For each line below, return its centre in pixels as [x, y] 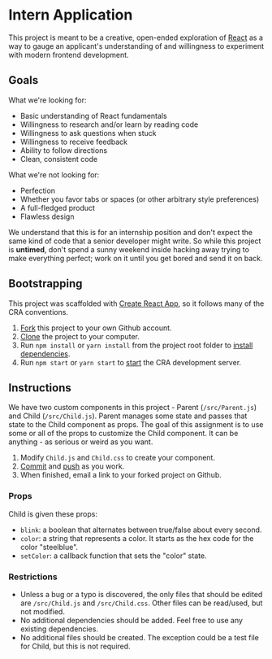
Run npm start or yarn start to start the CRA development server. [131, 362]
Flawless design [47, 216]
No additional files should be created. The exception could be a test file [140, 637]
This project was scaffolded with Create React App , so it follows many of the [136, 303]
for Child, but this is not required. [76, 646]
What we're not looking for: [54, 175]
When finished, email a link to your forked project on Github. [121, 475]
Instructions [40, 388]
